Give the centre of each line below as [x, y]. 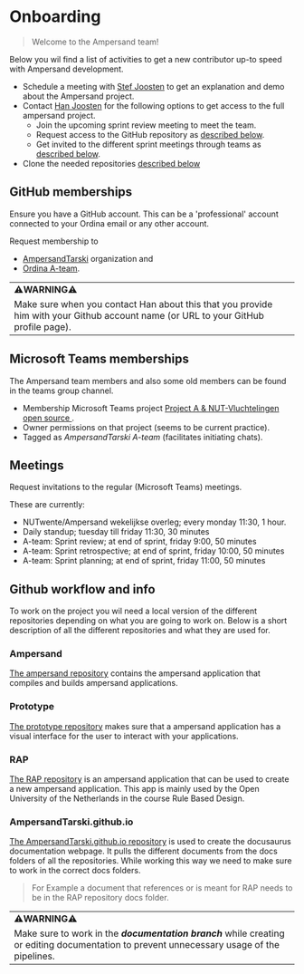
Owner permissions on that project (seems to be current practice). [146, 427]
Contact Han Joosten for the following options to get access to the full [153, 105]
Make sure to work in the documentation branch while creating [149, 933]
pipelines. [35, 956]
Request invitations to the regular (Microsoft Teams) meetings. [126, 487]
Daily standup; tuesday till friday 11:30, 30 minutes [116, 532]
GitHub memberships [71, 192]
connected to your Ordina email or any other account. [109, 223]
